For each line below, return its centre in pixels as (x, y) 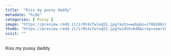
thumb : (12, 29)
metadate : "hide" (24, 15)
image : (12, 24)
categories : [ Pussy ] (29, 19)
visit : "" (16, 34)
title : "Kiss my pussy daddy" (38, 10)
